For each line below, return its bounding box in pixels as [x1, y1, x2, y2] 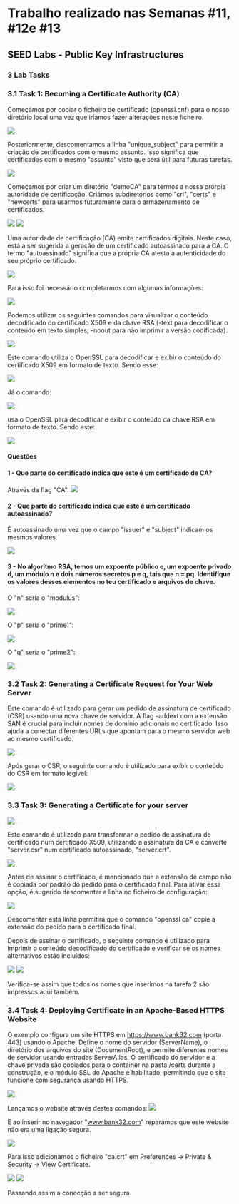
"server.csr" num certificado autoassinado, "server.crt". [7, 845, 171, 854]
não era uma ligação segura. [7, 1125, 91, 1133]
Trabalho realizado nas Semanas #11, [7, 5, 230, 21]
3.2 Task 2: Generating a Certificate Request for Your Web [7, 679, 213, 689]
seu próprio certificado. [7, 256, 77, 265]
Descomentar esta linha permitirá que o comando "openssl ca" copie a [7, 914, 216, 923]
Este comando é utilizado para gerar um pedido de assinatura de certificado [7, 704, 232, 713]
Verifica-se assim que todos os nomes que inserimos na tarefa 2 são [7, 979, 210, 989]
